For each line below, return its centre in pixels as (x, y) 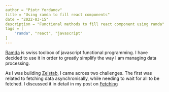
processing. (18, 63)
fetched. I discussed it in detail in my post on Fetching (62, 83)
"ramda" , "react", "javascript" (48, 33)
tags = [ (14, 29)
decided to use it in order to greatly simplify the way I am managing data (81, 58)
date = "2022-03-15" (27, 19)
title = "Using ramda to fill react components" (58, 15)
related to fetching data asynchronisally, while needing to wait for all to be (82, 78)
